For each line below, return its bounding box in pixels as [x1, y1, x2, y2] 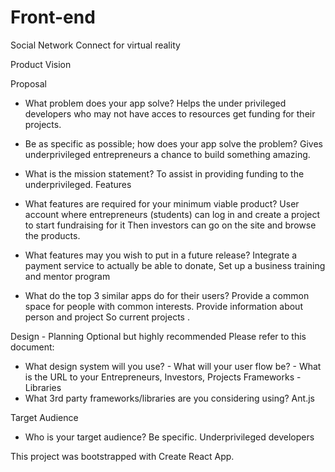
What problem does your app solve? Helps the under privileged [24, 97, 287, 109]
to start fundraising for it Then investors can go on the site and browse [24, 219, 317, 231]
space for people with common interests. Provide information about [24, 300, 303, 312]
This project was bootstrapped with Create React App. [10, 450, 235, 462]
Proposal [10, 77, 47, 90]
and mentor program [24, 270, 111, 282]
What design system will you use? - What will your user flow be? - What [24, 360, 322, 372]
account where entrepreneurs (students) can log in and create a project [24, 208, 321, 220]
